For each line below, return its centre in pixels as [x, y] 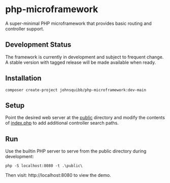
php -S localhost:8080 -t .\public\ [44, 166]
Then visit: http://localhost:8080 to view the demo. [58, 175]
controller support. [25, 28]
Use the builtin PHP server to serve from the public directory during [76, 151]
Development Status [38, 45]
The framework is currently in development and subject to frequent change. [84, 57]
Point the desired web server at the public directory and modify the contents [85, 118]
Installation [23, 78]
